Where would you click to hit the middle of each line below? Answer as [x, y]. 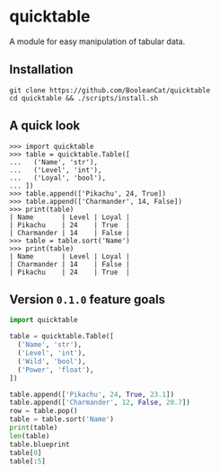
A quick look [45, 126]
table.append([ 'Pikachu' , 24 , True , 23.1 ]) [92, 394]
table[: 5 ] [28, 461]
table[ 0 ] [26, 452]
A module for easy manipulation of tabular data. [97, 41]
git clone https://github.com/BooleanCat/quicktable [110, 90]
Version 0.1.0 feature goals [88, 299]
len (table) [30, 436]
